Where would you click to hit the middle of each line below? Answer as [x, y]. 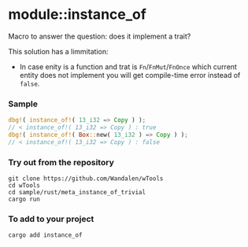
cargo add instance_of [45, 235]
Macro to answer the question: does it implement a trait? [100, 36]
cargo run [24, 199]
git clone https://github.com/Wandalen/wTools [86, 179]
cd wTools [24, 186]
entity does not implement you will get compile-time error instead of [130, 75]
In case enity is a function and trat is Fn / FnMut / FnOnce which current [128, 66]
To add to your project [51, 219]
